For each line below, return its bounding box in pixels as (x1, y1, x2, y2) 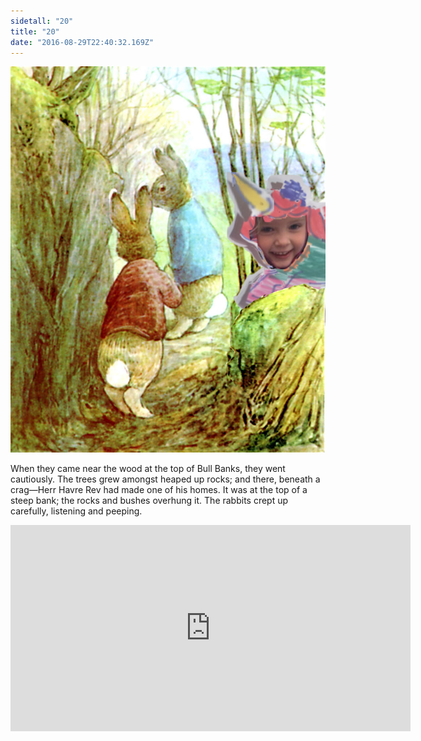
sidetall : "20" (10, 16, 74, 26)
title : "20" (10, 26, 60, 37)
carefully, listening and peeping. (10, 505, 143, 517)
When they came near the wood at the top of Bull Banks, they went (10, 463, 286, 475)
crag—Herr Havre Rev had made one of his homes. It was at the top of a (10, 484, 308, 496)
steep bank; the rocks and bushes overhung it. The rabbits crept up (10, 495, 289, 507)
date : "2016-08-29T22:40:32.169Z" (10, 37, 155, 47)
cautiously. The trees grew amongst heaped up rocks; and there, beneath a (10, 473, 321, 485)
